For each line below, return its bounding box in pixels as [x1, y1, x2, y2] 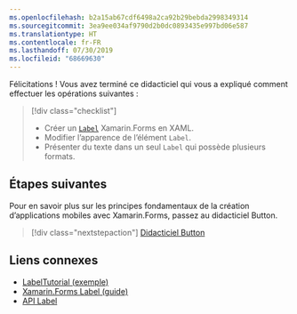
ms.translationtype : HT [9, 29, 98, 38]
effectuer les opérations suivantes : [9, 88, 140, 99]
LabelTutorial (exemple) [21, 277, 109, 287]
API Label [21, 295, 58, 306]
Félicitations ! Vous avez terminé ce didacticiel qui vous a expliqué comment [9, 79, 289, 89]
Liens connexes [9, 253, 99, 268]
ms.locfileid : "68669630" [9, 54, 105, 63]
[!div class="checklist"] [30, 106, 117, 116]
